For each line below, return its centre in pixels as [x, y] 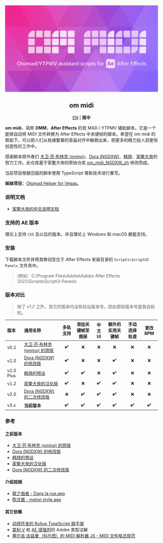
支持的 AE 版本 [22, 223]
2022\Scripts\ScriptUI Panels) [47, 281]
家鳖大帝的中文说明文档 [35, 209]
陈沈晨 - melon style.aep [37, 500]
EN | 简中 [81, 118]
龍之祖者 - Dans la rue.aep [39, 494]
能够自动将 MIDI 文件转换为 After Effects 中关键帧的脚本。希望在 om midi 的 [81, 134]
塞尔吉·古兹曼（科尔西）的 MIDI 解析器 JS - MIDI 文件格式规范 [74, 536]
